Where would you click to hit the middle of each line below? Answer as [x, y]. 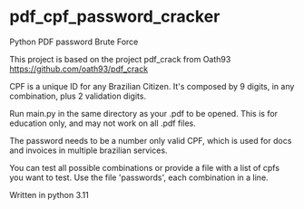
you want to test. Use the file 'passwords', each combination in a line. [139, 177]
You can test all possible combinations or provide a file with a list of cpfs [144, 167]
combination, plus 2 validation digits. [78, 96]
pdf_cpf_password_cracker [115, 17]
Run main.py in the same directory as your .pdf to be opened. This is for [144, 113]
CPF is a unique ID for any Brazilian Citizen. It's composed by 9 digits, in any [152, 86]
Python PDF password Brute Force [74, 42]
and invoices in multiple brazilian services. [88, 150]
